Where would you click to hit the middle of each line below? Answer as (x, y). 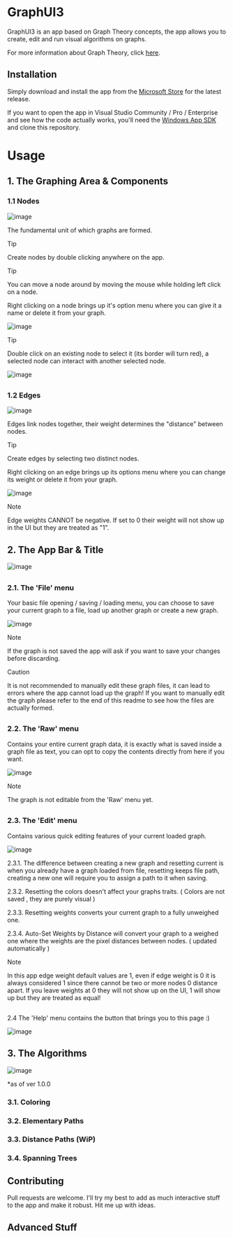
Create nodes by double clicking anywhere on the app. (86, 257)
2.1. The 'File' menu (41, 587)
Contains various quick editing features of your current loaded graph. (107, 836)
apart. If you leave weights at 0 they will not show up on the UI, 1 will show (114, 990)
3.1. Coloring (29, 1102)
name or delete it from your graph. (57, 313)
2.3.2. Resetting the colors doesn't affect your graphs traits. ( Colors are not (116, 891)
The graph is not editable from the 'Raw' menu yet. (80, 799)
